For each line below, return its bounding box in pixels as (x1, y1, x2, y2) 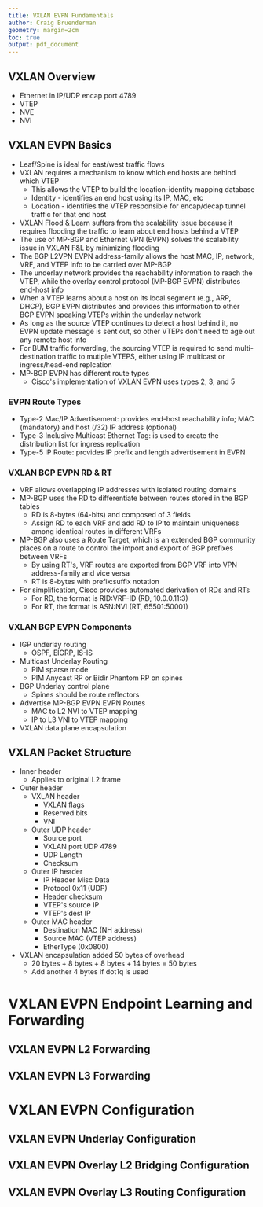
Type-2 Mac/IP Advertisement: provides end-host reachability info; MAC (19, 414, 254, 424)
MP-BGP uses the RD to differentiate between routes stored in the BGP (19, 493, 249, 503)
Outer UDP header (31, 825, 92, 834)
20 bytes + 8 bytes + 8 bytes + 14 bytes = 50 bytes (31, 959, 198, 968)
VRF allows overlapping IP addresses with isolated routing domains (19, 485, 237, 495)
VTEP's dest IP (42, 909, 92, 918)
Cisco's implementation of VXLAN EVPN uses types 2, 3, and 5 (31, 377, 236, 386)
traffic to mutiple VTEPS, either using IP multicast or (57, 351, 225, 361)
